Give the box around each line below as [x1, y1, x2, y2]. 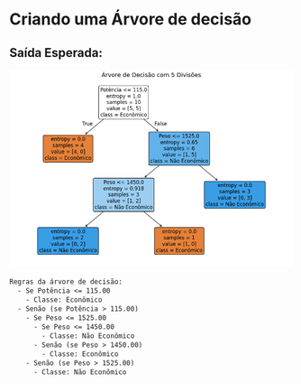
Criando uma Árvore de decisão [9, 9, 252, 30]
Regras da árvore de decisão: [9, 276, 123, 286]
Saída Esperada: [9, 45, 104, 61]
